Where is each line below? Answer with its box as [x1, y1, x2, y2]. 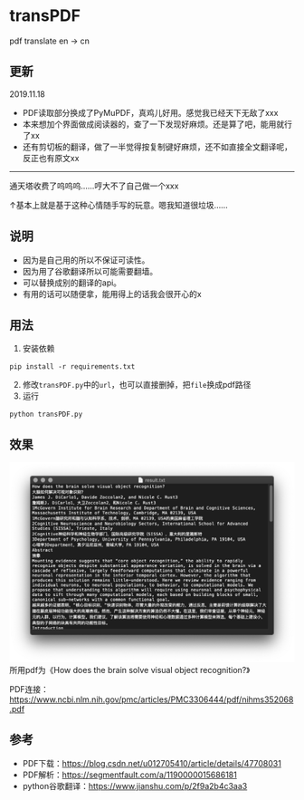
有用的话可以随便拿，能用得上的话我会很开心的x [22, 288, 202, 299]
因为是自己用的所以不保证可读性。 [22, 255, 150, 265]
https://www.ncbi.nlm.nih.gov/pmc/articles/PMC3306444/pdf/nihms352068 [9, 694, 294, 705]
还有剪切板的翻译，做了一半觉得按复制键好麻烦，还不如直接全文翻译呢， [22, 141, 292, 152]
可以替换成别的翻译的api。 [22, 277, 122, 288]
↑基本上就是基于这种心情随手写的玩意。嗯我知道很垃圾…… [9, 199, 228, 210]
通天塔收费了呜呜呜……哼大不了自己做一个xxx [9, 180, 179, 191]
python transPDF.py [9, 410, 83, 419]
